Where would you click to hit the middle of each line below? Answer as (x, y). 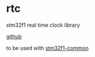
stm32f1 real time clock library (43, 25)
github (14, 36)
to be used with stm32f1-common (47, 48)
